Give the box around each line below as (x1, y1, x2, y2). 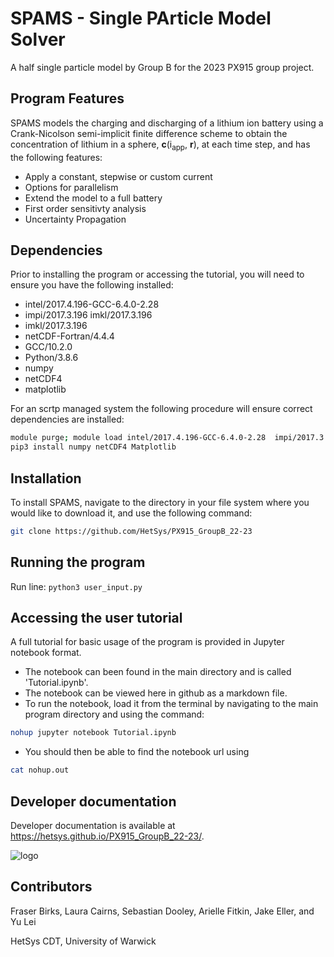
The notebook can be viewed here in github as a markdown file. (24, 687, 288, 699)
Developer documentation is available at (10, 819, 176, 831)
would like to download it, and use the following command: (10, 507, 253, 519)
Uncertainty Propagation (24, 213, 127, 225)
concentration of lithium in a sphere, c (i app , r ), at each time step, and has (10, 138, 311, 152)
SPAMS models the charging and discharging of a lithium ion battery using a (10, 117, 324, 129)
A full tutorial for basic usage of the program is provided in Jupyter (10, 636, 285, 648)
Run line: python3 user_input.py (10, 580, 143, 592)
